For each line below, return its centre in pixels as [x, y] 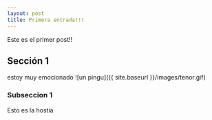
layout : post [26, 13]
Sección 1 [28, 61]
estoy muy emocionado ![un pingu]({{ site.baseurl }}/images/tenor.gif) [106, 77]
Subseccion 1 [30, 95]
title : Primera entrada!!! [46, 20]
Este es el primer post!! [40, 39]
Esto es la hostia [30, 110]
